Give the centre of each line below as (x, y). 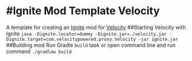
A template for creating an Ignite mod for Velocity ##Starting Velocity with (96, 27)
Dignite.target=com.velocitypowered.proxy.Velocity (71, 39)
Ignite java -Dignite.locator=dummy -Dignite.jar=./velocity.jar (87, 33)
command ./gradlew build (39, 51)
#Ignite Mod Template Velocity (83, 11)
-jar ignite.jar (158, 39)
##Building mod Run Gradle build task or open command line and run (91, 45)
